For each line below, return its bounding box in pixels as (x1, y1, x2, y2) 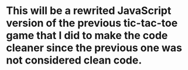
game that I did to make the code (6, 29, 168, 42)
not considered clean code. (6, 54, 142, 67)
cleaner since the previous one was (6, 41, 183, 55)
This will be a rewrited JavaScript (6, 4, 172, 17)
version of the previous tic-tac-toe (6, 16, 178, 30)
